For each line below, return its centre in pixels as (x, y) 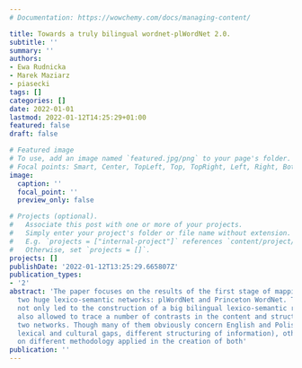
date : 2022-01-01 (42, 109)
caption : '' (40, 184)
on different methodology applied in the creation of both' (132, 342)
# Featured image (42, 150)
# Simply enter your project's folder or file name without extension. (151, 233)
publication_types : (46, 275)
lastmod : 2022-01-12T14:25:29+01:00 (78, 118)
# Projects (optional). (54, 216)
